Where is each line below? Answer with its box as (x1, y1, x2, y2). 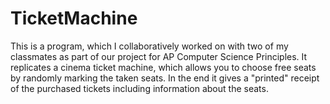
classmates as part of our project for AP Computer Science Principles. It (10, 50, 308, 62)
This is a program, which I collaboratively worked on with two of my (10, 40, 289, 52)
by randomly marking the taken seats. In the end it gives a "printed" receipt (10, 72, 320, 84)
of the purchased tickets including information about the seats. (10, 82, 269, 94)
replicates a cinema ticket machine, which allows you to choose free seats (10, 61, 317, 73)
